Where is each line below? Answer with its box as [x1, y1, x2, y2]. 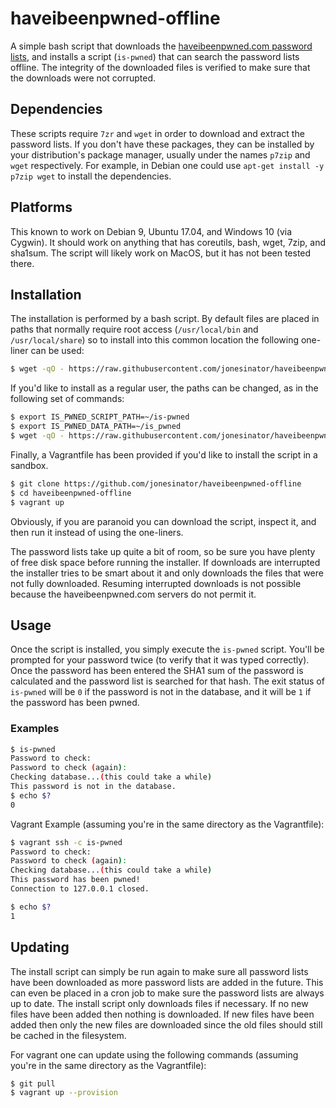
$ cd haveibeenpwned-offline [10, 488, 132, 498]
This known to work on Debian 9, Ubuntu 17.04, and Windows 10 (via [10, 225, 293, 237]
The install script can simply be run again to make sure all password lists [10, 965, 309, 977]
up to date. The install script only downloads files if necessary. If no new [10, 997, 309, 1009]
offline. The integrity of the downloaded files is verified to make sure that [10, 61, 311, 73]
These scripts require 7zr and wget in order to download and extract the [10, 127, 305, 139]
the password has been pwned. [10, 697, 140, 709]
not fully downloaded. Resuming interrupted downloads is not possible [10, 577, 302, 589]
